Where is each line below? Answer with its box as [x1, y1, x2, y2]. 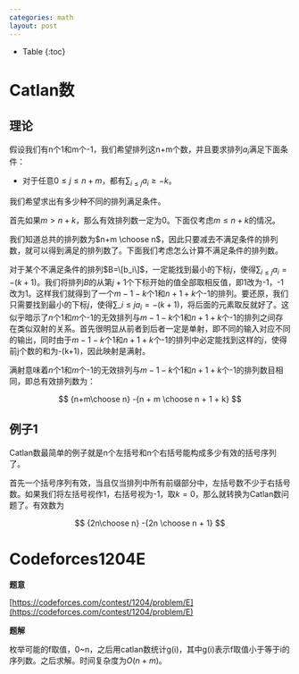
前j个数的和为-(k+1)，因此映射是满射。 [9, 345, 151, 356]
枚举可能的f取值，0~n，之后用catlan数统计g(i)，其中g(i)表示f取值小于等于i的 [9, 645, 290, 655]
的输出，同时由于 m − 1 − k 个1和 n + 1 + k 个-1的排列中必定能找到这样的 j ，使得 [9, 334, 287, 345]
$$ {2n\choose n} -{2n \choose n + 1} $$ [74, 518, 226, 528]
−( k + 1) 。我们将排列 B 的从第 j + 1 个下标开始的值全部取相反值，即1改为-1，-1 [9, 276, 284, 287]
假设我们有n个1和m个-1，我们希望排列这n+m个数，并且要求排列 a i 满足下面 [9, 144, 281, 156]
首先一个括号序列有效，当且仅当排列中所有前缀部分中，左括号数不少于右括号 [9, 477, 291, 488]
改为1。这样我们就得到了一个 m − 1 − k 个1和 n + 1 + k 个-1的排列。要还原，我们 [9, 288, 288, 299]
